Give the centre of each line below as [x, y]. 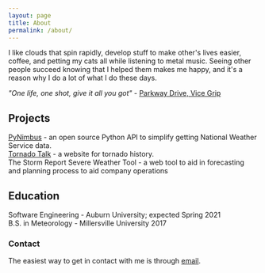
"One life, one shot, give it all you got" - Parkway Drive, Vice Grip [115, 93]
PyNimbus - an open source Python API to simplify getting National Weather [133, 137]
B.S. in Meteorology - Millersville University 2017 [87, 223]
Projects [29, 118]
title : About [30, 23]
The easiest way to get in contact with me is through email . [104, 261]
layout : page [30, 15]
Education [34, 196]
